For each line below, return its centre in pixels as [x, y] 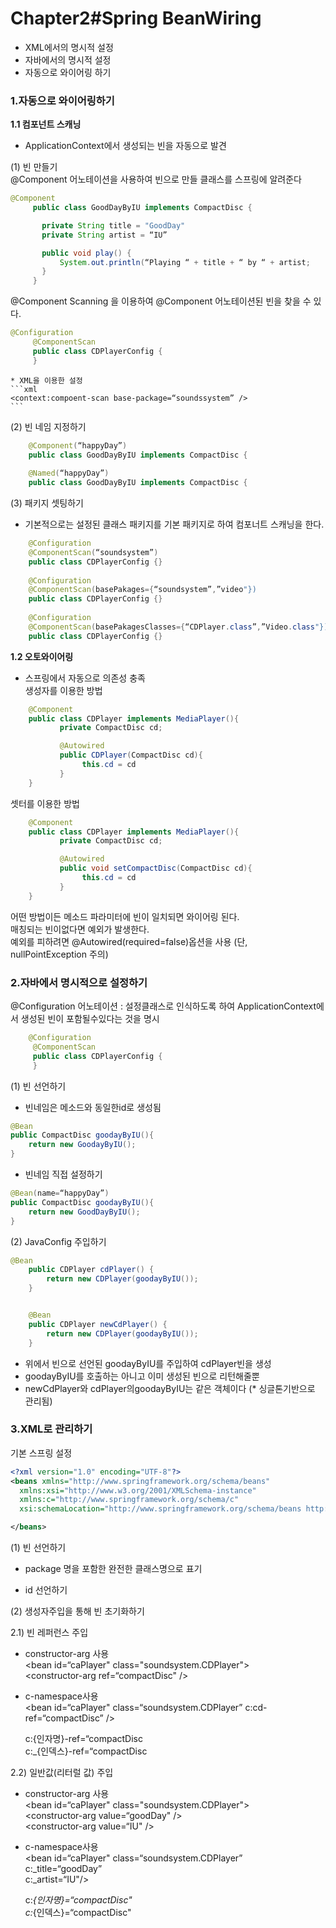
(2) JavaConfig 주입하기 [58, 1241]
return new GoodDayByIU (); [84, 1212]
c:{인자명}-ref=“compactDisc [84, 1739]
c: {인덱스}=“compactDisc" [78, 1913]
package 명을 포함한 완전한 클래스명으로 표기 [113, 1569]
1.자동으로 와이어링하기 [62, 100]
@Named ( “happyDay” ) [69, 473]
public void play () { [86, 253]
